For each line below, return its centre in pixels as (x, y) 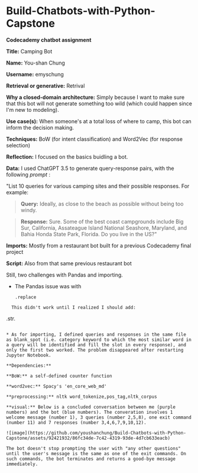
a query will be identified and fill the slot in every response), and (96, 345)
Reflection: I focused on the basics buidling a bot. (67, 157)
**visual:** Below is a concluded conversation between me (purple (91, 407)
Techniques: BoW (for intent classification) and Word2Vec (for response (95, 139)
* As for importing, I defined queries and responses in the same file (96, 334)
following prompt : (28, 174)
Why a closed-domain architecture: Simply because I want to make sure (95, 97)
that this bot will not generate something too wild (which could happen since (99, 103)
